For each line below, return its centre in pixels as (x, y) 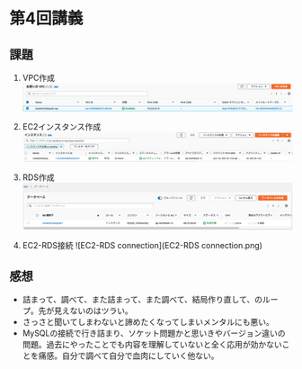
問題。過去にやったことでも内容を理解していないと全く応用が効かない (152, 345)
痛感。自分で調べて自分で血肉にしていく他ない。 (129, 355)
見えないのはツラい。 (93, 310)
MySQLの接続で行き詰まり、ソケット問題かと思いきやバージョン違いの (154, 333)
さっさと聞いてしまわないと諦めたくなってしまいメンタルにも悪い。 (148, 322)
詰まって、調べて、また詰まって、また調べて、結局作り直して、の (142, 300)
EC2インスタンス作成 (62, 126)
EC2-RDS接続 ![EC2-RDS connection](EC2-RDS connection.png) (142, 245)
